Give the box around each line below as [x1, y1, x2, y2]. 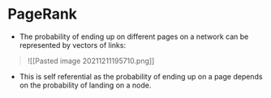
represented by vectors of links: [19, 40, 127, 49]
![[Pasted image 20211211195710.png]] [27, 56, 155, 66]
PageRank [7, 5, 78, 23]
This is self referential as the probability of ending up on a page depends [19, 71, 263, 81]
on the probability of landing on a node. [19, 80, 152, 90]
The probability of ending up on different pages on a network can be [19, 32, 249, 41]
